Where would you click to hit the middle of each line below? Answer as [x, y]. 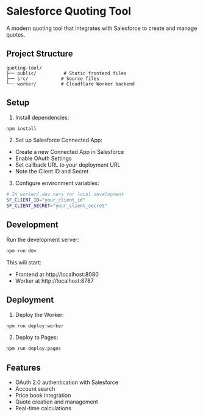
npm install [21, 129]
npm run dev [21, 251]
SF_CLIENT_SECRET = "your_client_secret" [57, 206]
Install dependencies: [42, 117]
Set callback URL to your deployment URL [68, 165]
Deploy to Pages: [37, 338]
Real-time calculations [43, 408]
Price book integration [43, 396]
